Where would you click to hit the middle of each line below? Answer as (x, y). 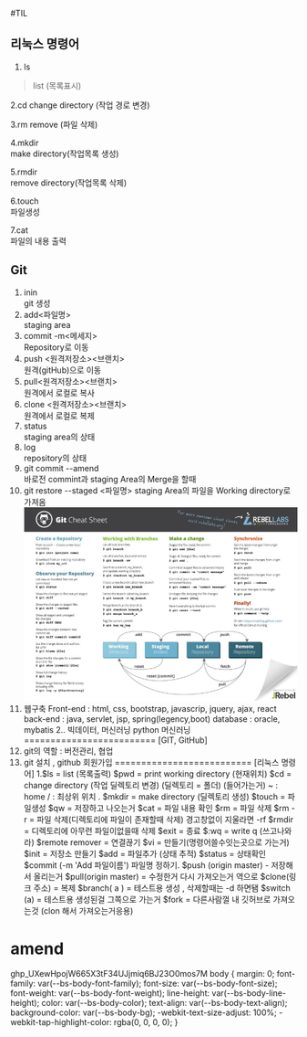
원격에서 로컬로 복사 (59, 393)
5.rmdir (24, 172)
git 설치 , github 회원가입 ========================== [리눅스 (151, 763)
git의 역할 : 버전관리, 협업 (68, 751)
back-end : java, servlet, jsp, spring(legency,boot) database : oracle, (152, 719)
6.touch (25, 201)
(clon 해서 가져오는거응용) (87, 911)
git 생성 (37, 303)
